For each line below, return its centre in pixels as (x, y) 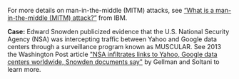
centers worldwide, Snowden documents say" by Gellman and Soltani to (113, 62)
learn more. (24, 69)
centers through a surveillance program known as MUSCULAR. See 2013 (115, 47)
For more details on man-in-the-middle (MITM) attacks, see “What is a (111, 10)
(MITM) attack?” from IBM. (88, 18)
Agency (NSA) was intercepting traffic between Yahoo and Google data (112, 39)
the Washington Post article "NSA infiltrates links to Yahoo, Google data (112, 54)
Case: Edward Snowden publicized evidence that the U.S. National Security (118, 32)
